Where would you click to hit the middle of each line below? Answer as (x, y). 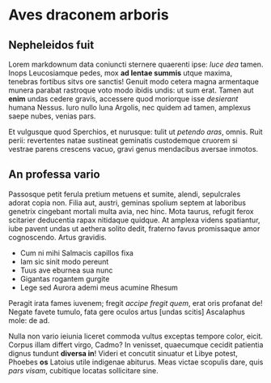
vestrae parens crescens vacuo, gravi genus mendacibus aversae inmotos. (133, 149)
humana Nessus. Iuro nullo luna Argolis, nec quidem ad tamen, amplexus (129, 108)
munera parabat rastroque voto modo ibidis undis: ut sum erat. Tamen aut (131, 90)
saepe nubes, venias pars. (52, 116)
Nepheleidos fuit (51, 45)
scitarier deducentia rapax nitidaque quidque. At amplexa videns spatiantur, (134, 220)
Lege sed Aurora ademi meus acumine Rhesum (99, 287)
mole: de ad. (29, 320)
